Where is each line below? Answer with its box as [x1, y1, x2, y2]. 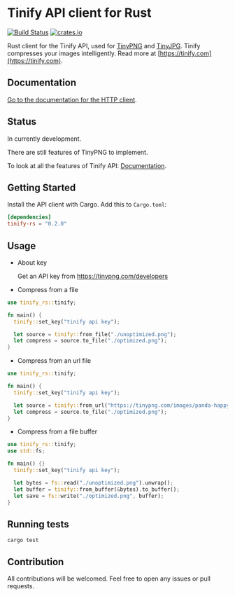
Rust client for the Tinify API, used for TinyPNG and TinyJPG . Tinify [7, 41, 201, 50]
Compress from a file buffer [17, 427, 98, 436]
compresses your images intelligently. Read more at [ [7, 49, 161, 57]
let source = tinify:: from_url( [13, 401, 108, 409]
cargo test [7, 537, 39, 544]
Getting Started [7, 181, 76, 193]
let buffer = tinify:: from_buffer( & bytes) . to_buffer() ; [13, 485, 180, 493]
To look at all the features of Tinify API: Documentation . [7, 161, 166, 169]
